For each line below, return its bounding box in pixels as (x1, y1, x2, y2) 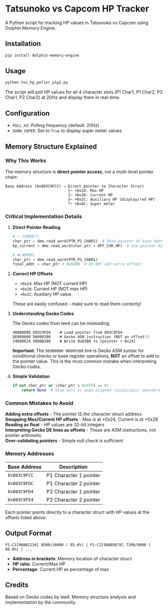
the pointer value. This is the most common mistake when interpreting (12, 358, 156, 364)
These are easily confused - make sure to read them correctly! (12, 301, 141, 307)
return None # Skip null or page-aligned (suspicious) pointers (21, 388, 161, 393)
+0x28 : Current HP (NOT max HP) (19, 286, 88, 292)
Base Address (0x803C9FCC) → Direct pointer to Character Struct (5, 184, 144, 189)
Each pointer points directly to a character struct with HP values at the (5, 509, 150, 515)
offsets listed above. (5, 514, 47, 520)
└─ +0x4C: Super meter (67, 201, 115, 206)
